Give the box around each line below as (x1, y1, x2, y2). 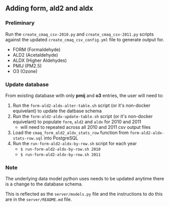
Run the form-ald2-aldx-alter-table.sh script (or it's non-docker (12, 102, 151, 108)
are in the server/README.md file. (5, 196, 73, 202)
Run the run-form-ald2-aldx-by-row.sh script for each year (12, 140, 137, 146)
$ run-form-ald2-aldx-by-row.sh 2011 (20, 152, 101, 157)
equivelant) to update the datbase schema (12, 107, 102, 114)
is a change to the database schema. (5, 181, 83, 187)
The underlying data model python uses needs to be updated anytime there (5, 176, 164, 182)
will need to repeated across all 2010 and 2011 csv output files (20, 124, 151, 130)
